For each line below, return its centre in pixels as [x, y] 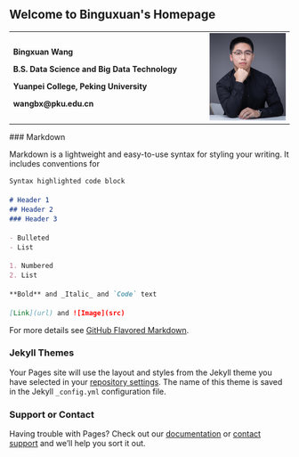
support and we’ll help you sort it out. [77, 444]
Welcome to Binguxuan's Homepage [113, 15]
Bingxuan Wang [43, 52]
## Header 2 [31, 210]
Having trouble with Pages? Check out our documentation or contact [135, 434]
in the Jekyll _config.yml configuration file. [88, 391]
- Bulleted [29, 238]
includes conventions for [55, 164]
